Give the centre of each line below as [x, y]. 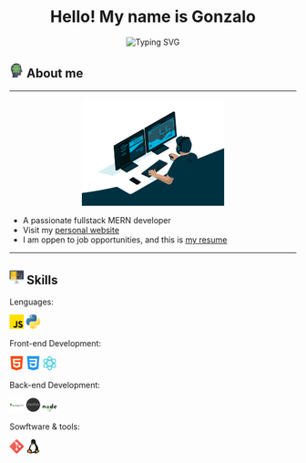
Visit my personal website [71, 231]
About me [55, 73]
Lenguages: [32, 302]
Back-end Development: [55, 386]
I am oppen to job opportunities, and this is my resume [125, 240]
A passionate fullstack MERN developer [97, 221]
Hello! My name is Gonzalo [153, 17]
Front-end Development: [56, 344]
